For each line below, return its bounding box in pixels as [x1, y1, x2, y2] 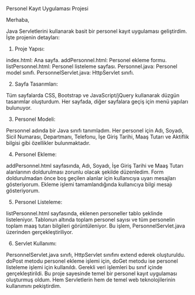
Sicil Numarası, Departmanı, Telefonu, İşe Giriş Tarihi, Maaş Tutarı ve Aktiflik [6, 133, 189, 140]
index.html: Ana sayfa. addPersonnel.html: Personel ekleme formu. [6, 57, 167, 63]
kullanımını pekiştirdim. [6, 283, 61, 289]
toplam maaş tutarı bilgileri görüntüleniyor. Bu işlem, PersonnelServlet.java [6, 222, 186, 229]
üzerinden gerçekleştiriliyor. [6, 229, 73, 235]
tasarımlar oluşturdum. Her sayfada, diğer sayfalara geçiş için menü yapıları [6, 98, 189, 105]
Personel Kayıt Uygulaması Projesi [6, 5, 89, 12]
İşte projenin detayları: [6, 34, 60, 40]
